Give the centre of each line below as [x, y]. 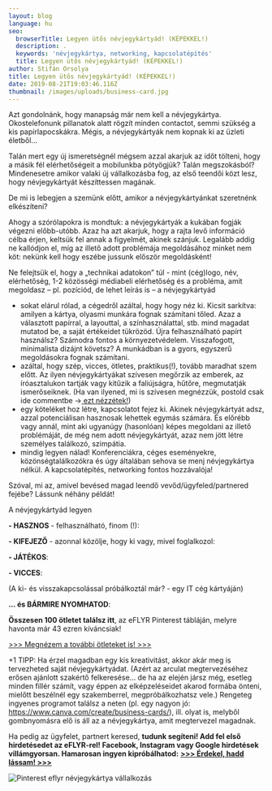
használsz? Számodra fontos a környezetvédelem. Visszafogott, [127, 340]
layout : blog [30, 16]
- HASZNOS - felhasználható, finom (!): [74, 526]
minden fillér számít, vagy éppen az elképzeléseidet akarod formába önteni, [135, 686]
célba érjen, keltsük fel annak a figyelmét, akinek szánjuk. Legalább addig [132, 240]
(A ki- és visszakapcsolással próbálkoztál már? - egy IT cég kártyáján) [126, 589]
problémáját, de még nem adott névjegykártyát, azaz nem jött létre [132, 435]
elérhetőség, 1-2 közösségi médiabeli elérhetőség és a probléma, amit [125, 281]
